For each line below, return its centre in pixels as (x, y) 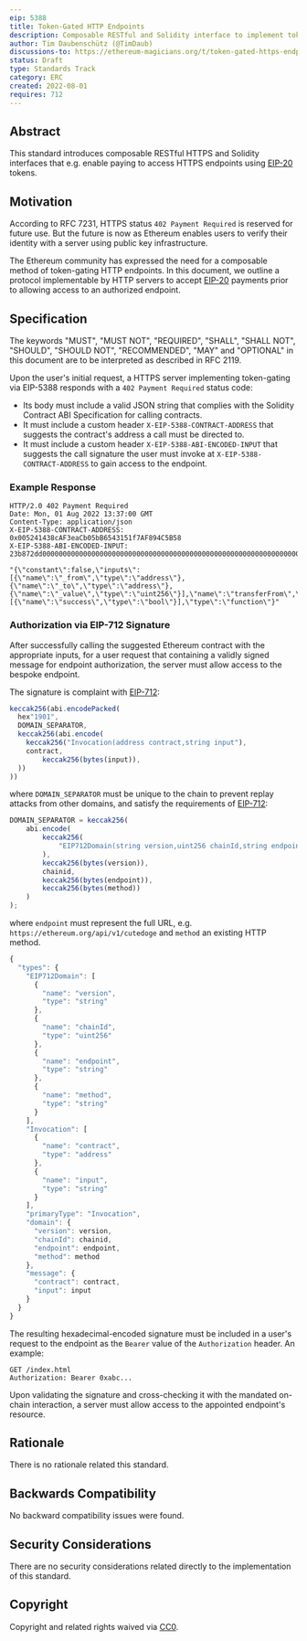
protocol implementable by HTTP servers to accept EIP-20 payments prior (149, 281)
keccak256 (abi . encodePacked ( (65, 709)
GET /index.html (40, 1369)
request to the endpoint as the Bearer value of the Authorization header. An (152, 1343)
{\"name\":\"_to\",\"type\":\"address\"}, (91, 586)
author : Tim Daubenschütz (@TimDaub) (81, 43)
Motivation (41, 202)
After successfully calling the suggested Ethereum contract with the (137, 645)
